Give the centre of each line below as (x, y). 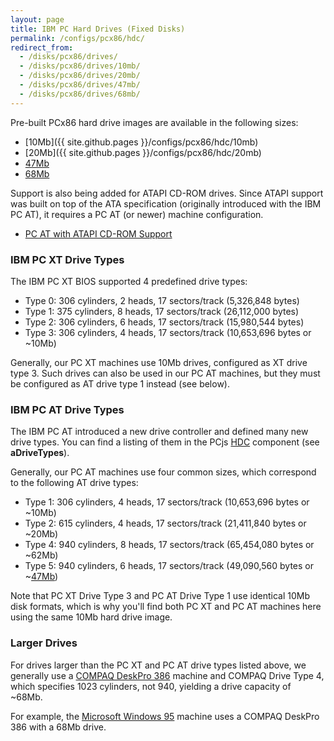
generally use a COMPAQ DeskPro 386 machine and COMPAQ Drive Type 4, (167, 675)
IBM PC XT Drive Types (67, 259)
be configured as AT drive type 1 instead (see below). (120, 383)
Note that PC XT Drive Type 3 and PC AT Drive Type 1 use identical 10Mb (160, 596)
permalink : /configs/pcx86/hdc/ (77, 38)
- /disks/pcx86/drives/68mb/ (80, 94)
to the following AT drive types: (74, 483)
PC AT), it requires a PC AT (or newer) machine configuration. (137, 214)
